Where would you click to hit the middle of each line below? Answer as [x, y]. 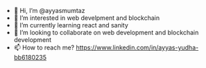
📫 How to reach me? [44, 47]
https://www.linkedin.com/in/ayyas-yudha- [137, 47]
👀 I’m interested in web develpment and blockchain [87, 18]
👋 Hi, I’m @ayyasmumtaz [49, 11]
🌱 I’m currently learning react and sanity [71, 25]
